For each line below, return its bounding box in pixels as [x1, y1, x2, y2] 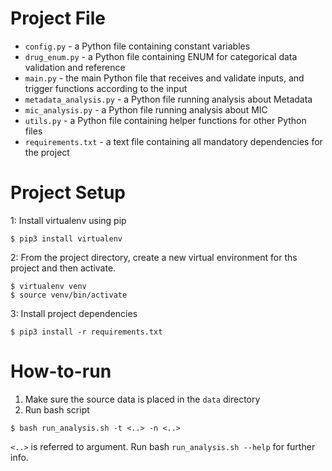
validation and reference [24, 61, 126, 73]
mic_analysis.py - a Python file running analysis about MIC [24, 103, 268, 116]
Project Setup [10, 182, 127, 204]
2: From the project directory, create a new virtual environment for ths [10, 251, 298, 263]
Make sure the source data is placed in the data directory [24, 393, 261, 405]
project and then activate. [10, 262, 117, 274]
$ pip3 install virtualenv [10, 233, 123, 244]
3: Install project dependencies [10, 307, 138, 319]
